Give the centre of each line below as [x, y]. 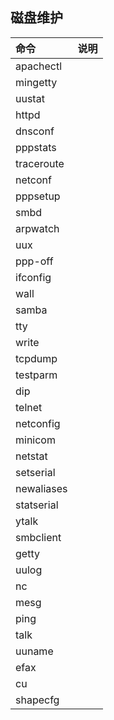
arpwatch [37, 228]
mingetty [36, 82]
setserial [35, 472]
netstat [31, 456]
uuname [34, 651]
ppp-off [34, 261]
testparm [36, 375]
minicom [35, 440]
